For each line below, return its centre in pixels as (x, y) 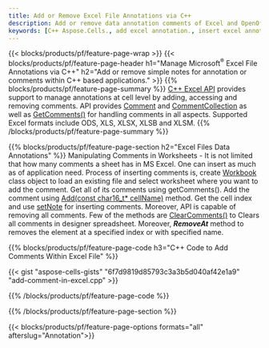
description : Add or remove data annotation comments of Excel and (123, 23)
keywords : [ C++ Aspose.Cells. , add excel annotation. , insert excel (125, 30)
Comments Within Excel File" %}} (63, 257)
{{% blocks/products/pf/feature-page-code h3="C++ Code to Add (118, 248)
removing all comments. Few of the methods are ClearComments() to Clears (134, 215)
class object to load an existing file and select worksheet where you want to (133, 181)
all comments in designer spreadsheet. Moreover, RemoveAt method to (126, 224)
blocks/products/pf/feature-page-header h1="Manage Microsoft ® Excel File (133, 63)
